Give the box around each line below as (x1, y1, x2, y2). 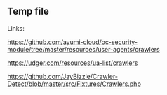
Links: (7, 24, 25, 32)
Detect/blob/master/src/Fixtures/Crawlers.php (7, 80, 142, 88)
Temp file (7, 6, 49, 17)
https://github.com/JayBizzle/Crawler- (7, 72, 118, 80)
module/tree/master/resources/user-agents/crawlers (7, 45, 160, 53)
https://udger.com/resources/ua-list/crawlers (7, 59, 138, 67)
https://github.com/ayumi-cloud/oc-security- (7, 38, 138, 46)
